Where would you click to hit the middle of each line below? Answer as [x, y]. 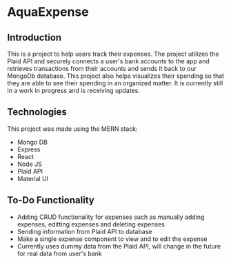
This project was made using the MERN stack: [72, 129]
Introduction [34, 38]
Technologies [37, 112]
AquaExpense [48, 12]
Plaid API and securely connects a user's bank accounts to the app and [109, 61]
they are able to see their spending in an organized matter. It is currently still [115, 83]
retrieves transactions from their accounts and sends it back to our [102, 69]
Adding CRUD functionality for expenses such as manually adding [111, 217]
